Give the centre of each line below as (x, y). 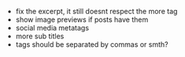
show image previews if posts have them (82, 20)
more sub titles (40, 36)
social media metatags (52, 28)
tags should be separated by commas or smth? (92, 45)
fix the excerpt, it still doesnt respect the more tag (96, 11)
